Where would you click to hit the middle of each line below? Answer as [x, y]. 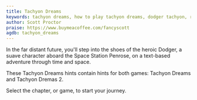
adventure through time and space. [49, 62]
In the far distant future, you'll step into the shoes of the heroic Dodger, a [94, 49]
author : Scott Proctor [34, 22]
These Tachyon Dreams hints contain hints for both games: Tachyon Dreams [98, 73]
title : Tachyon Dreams [34, 11]
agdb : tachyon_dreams [33, 33]
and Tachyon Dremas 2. [35, 80]
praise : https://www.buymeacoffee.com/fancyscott [68, 28]
